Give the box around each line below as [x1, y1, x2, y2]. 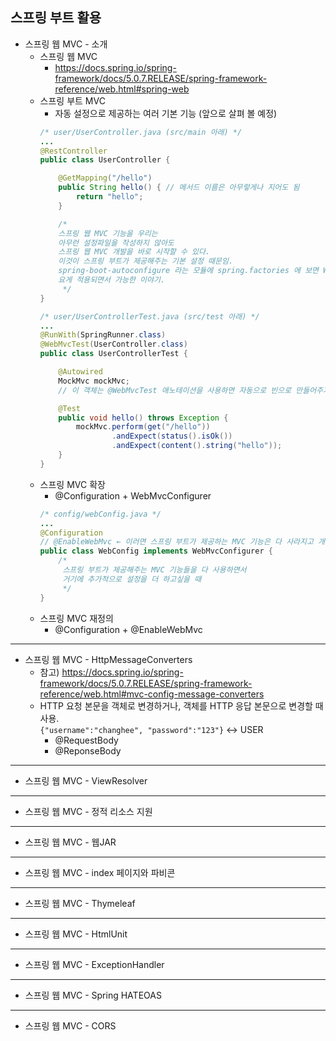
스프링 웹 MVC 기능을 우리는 [58, 228, 158, 238]
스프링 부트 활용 [10, 9, 102, 27]
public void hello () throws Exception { [58, 413, 229, 423]
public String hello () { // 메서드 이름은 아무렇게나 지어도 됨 [58, 183, 300, 193]
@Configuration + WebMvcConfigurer [54, 489, 212, 502]
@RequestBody [54, 734, 119, 746]
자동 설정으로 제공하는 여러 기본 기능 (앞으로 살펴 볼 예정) [54, 107, 278, 119]
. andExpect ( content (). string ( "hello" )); [111, 441, 283, 451]
